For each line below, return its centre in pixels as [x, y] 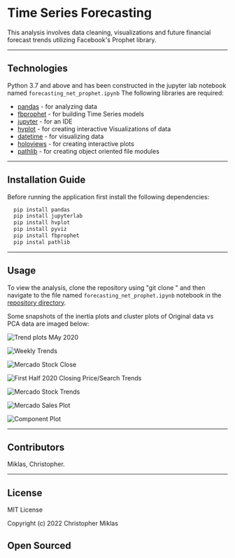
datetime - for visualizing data [60, 136]
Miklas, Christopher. [36, 464]
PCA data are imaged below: [48, 324]
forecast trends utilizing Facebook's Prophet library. [82, 39]
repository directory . [37, 303]
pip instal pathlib [42, 242]
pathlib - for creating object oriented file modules [88, 151]
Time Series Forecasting [80, 13]
